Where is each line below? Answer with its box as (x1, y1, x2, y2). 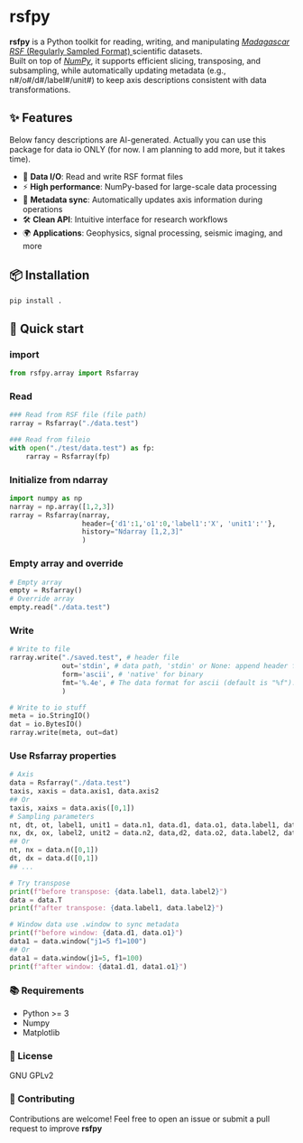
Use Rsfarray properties (9, 749, 117, 762)
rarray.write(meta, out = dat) (9, 729, 119, 738)
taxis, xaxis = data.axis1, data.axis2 (9, 787, 160, 796)
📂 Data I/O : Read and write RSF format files (22, 171, 183, 181)
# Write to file (9, 645, 70, 654)
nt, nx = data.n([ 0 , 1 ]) (9, 846, 99, 855)
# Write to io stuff (9, 702, 87, 712)
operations (22, 203, 63, 214)
